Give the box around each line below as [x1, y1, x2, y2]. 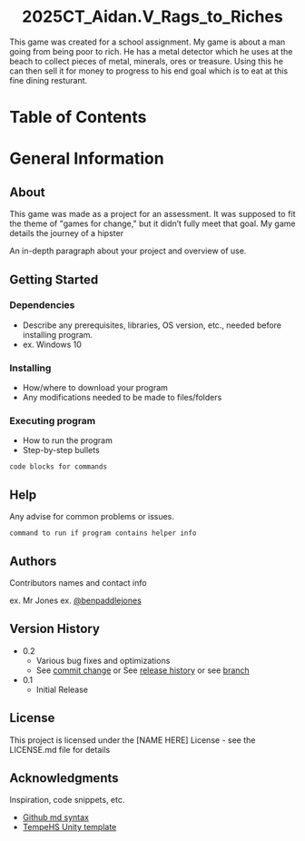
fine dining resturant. [9, 74, 88, 85]
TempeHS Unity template [22, 822, 117, 833]
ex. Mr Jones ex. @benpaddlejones [9, 595, 143, 606]
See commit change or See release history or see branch [35, 665, 250, 676]
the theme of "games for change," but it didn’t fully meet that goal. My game [9, 218, 296, 229]
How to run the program [22, 435, 113, 446]
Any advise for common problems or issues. [9, 511, 175, 522]
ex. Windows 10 [22, 339, 82, 350]
